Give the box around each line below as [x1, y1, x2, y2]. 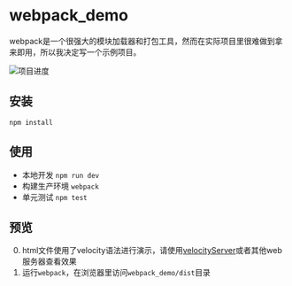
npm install [9, 118, 53, 127]
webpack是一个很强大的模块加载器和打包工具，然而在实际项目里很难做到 [9, 35, 276, 46]
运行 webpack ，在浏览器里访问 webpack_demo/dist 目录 [21, 267, 211, 278]
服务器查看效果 [21, 256, 77, 267]
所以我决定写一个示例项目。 [39, 46, 142, 58]
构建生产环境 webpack [21, 181, 99, 191]
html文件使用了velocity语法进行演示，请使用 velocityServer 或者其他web [21, 245, 283, 256]
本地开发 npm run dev [21, 169, 100, 180]
